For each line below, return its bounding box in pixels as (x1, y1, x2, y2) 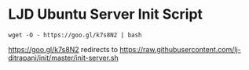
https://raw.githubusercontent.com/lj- (119, 44, 241, 54)
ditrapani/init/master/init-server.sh (8, 53, 119, 62)
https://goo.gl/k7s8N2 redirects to (8, 44, 119, 54)
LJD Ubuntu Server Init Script (8, 5, 203, 23)
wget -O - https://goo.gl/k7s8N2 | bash (8, 31, 143, 39)
